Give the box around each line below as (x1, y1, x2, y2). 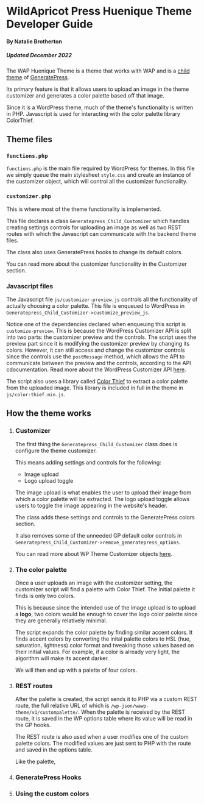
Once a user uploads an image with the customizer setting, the (15, 579, 173, 586)
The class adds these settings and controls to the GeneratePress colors (15, 513, 195, 521)
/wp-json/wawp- (110, 703, 149, 710)
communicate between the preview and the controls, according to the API (6, 360, 191, 367)
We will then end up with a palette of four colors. (15, 666, 138, 674)
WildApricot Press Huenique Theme (6, 4, 192, 18)
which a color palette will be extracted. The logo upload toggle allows (15, 495, 190, 502)
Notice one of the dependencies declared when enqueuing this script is (6, 321, 186, 328)
